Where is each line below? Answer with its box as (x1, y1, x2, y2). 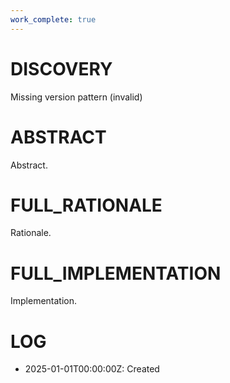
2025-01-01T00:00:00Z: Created (24, 363, 160, 375)
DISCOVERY (10, 57, 113, 80)
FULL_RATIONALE (10, 194, 163, 216)
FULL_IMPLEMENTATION (10, 262, 222, 285)
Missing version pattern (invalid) (10, 91, 143, 103)
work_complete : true (10, 14, 97, 25)
